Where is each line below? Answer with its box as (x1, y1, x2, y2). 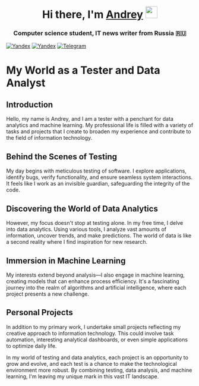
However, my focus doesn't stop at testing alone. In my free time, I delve (6, 219, 184, 227)
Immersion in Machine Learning (6, 256, 126, 266)
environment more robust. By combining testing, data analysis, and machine (6, 366, 192, 374)
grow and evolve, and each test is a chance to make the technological (6, 360, 177, 367)
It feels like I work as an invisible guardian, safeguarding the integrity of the (6, 180, 190, 187)
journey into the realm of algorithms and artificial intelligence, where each (6, 284, 187, 291)
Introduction (6, 100, 53, 110)
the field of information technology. (6, 134, 93, 142)
